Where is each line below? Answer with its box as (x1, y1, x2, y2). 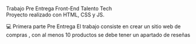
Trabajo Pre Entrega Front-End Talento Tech (6, 5, 112, 12)
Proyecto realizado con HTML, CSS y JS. (6, 11, 105, 18)
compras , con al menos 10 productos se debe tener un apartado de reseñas (6, 32, 191, 38)
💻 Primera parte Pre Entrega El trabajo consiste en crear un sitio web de (6, 23, 181, 30)
